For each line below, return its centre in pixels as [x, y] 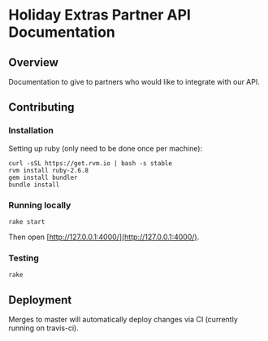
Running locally [40, 205]
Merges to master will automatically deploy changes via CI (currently [123, 320]
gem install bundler [43, 177]
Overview [34, 62]
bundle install [34, 185]
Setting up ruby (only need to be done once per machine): [106, 148]
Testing [24, 258]
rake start [27, 221]
